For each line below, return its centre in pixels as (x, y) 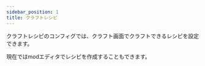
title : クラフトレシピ (32, 18)
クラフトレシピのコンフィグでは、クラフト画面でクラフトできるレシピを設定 (103, 36)
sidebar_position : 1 (33, 12)
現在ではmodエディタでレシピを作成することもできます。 (79, 56)
